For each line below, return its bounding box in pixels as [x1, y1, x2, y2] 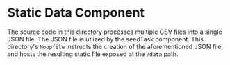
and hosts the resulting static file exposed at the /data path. [7, 50, 179, 58]
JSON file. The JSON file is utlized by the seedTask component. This [7, 35, 204, 43]
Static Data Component [7, 5, 145, 21]
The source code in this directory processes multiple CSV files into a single [7, 28, 222, 36]
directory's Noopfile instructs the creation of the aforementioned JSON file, [7, 42, 224, 50]
